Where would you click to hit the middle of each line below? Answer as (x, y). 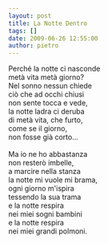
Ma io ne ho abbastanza (48, 155)
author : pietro (34, 46)
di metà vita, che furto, (46, 120)
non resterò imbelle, (41, 163)
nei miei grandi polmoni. (48, 231)
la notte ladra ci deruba (47, 112)
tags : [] (23, 31)
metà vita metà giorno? (46, 77)
